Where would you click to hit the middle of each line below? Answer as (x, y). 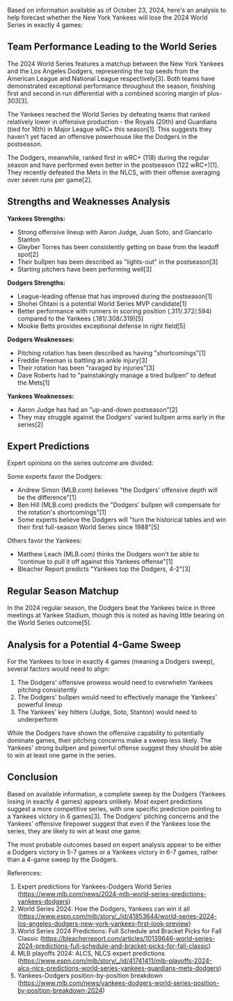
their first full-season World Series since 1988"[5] (88, 527)
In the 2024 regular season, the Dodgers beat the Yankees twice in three (111, 608)
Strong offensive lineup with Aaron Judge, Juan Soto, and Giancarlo (115, 232)
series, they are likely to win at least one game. (74, 831)
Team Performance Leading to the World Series (112, 47)
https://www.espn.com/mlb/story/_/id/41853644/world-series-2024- (118, 916)
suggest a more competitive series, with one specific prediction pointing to (114, 808)
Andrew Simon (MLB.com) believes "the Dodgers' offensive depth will (117, 490)
